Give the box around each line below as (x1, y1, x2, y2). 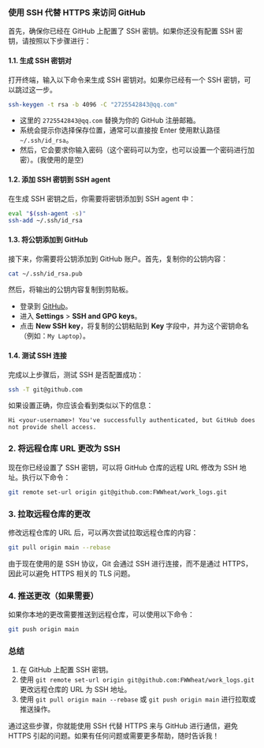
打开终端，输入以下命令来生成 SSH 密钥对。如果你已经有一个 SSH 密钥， (8, 75, 244, 84)
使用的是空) (46, 155, 84, 165)
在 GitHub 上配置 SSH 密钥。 (19, 665, 113, 675)
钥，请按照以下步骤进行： (8, 36, 91, 46)
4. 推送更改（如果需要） (8, 590, 99, 601)
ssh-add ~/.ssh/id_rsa (8, 217, 83, 225)
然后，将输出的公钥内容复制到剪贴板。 (8, 285, 132, 294)
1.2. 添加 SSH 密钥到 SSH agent (8, 174, 111, 184)
